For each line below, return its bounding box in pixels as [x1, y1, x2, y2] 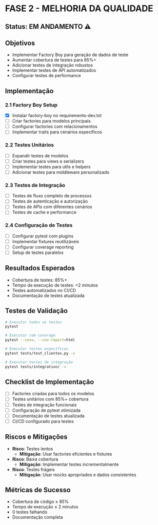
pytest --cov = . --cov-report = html [5, 337, 76, 342]
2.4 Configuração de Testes [5, 222, 73, 229]
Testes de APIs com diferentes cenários [12, 204, 93, 210]
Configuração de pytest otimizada [12, 407, 81, 413]
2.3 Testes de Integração [5, 182, 65, 189]
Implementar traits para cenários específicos [12, 129, 102, 135]
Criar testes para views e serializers [12, 158, 84, 164]
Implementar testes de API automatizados [12, 67, 97, 73]
